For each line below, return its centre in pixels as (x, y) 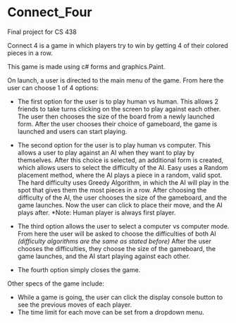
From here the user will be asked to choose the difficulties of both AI (117, 233)
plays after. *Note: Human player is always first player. (97, 212)
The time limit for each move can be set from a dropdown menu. (111, 312)
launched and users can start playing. (72, 131)
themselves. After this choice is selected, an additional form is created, (120, 160)
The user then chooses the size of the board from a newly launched (116, 116)
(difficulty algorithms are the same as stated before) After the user (114, 241)
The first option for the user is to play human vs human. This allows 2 (118, 101)
